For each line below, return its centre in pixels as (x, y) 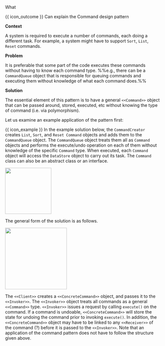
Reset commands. (23, 46)
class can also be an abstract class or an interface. (57, 161)
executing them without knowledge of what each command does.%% (76, 81)
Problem (14, 56)
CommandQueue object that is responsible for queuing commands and (73, 76)
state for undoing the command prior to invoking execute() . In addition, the (81, 317)
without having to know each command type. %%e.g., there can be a (75, 70)
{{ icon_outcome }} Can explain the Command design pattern (67, 16)
